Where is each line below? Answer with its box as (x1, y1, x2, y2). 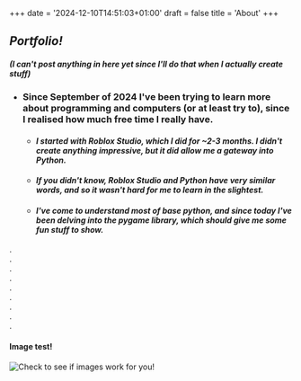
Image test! (9, 341, 53, 351)
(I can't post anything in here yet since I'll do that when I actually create (9, 58, 284, 69)
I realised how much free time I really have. (22, 112, 214, 125)
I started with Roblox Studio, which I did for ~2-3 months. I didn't (35, 135, 283, 146)
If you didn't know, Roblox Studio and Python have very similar (35, 175, 276, 186)
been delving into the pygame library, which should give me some (35, 215, 288, 226)
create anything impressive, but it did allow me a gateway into (35, 145, 274, 155)
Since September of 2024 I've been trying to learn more (22, 90, 271, 102)
